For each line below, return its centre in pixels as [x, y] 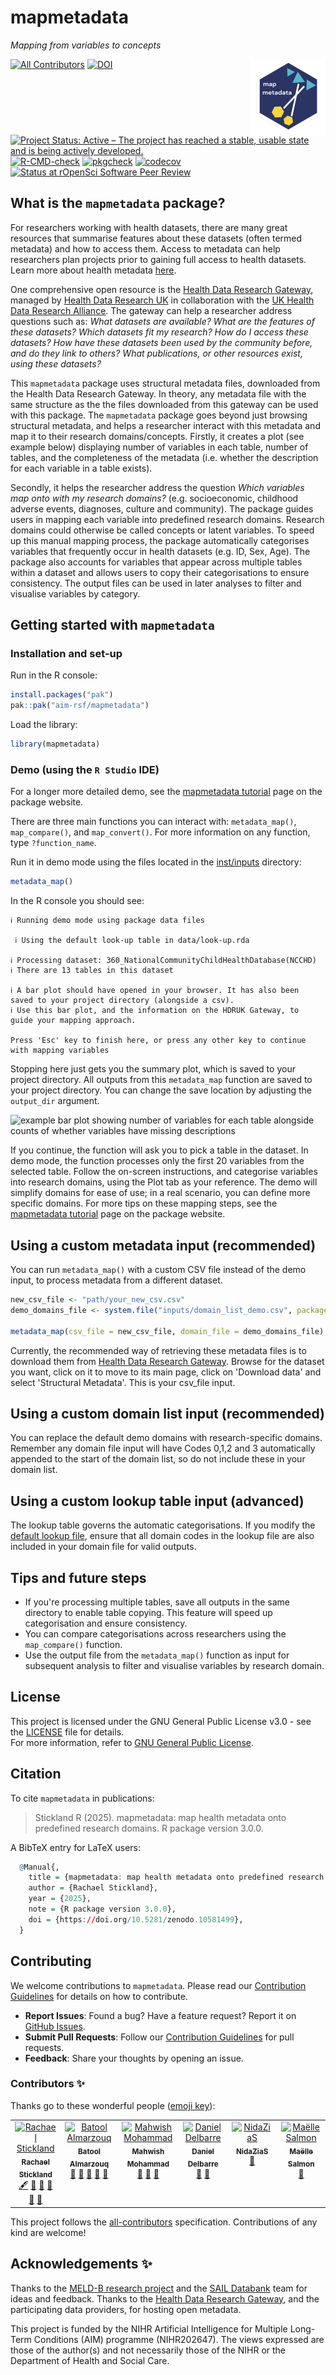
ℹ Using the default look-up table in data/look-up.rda [132, 941]
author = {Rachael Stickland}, [93, 1888]
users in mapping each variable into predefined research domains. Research [167, 519]
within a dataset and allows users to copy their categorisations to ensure [160, 572]
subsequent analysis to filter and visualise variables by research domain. [174, 1665]
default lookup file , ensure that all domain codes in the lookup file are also [162, 1536]
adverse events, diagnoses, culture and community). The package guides [162, 508]
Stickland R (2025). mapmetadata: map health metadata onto [160, 1817]
